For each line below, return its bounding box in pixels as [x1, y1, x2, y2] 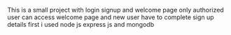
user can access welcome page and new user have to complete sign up [7, 13, 215, 21]
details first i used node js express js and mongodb [7, 21, 155, 28]
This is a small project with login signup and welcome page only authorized [7, 6, 224, 14]
